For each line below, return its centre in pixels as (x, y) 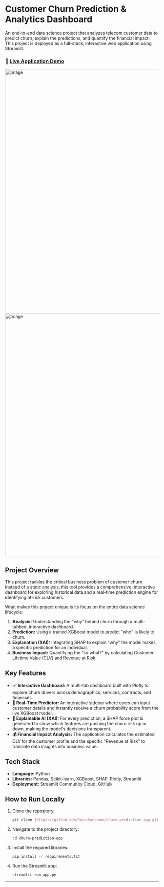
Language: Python (31, 774)
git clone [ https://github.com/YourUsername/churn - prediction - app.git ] (86, 820)
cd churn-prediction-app (37, 838)
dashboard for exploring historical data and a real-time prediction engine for (82, 592)
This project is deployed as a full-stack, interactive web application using (79, 43)
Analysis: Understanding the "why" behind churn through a (72, 622)
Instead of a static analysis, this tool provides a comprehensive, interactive (80, 587)
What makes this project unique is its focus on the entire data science (75, 607)
